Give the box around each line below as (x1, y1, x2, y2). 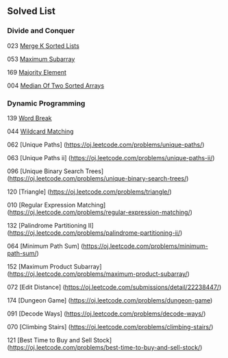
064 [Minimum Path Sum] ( (7, 242, 84, 250)
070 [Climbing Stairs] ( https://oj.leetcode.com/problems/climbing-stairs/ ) (7, 322, 214, 331)
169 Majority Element (7, 68, 66, 76)
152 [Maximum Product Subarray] (7, 262, 102, 270)
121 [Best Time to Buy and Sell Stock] (7, 335, 112, 344)
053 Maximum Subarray (7, 55, 75, 63)
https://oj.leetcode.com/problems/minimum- (83, 242, 209, 250)
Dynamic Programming (7, 99, 86, 108)
